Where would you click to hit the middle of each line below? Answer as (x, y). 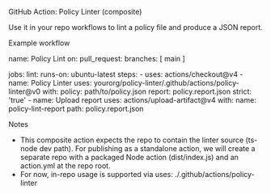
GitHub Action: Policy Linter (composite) (75, 12)
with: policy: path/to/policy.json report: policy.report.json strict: (147, 91)
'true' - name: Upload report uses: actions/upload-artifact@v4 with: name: (132, 100)
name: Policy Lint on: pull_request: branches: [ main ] (97, 59)
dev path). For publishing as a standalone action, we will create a (147, 148)
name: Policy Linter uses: (50, 83)
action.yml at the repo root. (65, 166)
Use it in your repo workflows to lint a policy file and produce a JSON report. (135, 27)
